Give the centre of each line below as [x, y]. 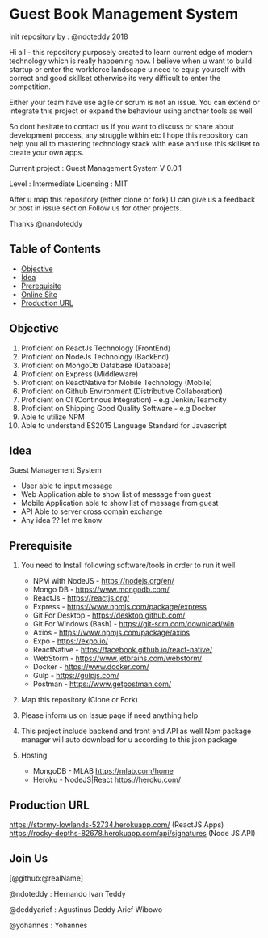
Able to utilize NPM [53, 417]
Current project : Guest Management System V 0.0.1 [96, 168]
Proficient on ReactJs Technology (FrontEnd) [96, 348]
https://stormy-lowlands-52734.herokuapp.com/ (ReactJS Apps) [117, 825]
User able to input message [67, 486]
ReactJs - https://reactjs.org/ [81, 598]
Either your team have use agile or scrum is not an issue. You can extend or [135, 102]
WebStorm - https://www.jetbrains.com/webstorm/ [117, 658]
